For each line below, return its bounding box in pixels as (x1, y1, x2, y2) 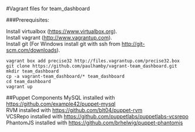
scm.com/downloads (6, 47, 57, 54)
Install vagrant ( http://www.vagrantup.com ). (6, 34, 113, 41)
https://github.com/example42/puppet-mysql (6, 100, 116, 107)
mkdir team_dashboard (6, 68, 59, 74)
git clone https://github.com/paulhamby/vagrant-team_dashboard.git (6, 63, 177, 69)
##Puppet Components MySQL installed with (6, 94, 115, 101)
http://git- (121, 41, 145, 47)
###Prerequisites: (6, 16, 49, 23)
